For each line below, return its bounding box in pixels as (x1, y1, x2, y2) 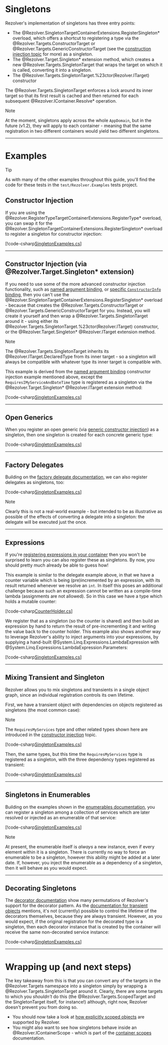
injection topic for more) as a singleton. (12, 51, 93, 57)
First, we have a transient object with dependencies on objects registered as (5, 702, 162, 708)
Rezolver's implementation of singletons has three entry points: (5, 20, 135, 26)
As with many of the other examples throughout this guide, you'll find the (5, 176, 155, 182)
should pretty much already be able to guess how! (5, 562, 108, 568)
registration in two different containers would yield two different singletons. (5, 128, 160, 134)
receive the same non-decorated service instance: (5, 929, 109, 935)
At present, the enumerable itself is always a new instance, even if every (5, 843, 155, 849)
